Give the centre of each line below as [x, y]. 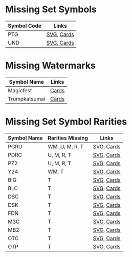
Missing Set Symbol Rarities [66, 122]
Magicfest [20, 90]
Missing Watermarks [50, 66]
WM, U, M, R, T [66, 146]
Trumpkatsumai [27, 98]
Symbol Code [25, 26]
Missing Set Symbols [51, 9]
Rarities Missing [68, 138]
